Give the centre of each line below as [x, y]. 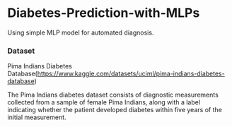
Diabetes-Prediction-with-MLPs [104, 13]
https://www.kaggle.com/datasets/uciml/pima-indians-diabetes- [131, 74]
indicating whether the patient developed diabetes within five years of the [115, 110]
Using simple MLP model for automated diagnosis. [81, 32]
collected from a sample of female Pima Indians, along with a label [104, 102]
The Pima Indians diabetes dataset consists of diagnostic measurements [113, 95]
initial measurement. [37, 117]
